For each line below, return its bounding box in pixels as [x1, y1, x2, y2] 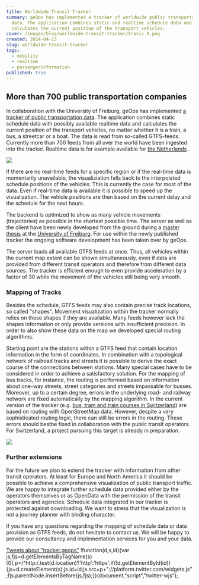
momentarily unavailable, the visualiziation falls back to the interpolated [6, 174, 181, 182]
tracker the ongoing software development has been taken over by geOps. [6, 236, 188, 244]
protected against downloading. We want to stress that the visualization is [6, 504, 187, 512]
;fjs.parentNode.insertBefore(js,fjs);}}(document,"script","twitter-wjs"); [6, 572, 179, 579]
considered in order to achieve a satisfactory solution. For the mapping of [6, 370, 185, 377]
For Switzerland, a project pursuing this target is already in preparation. [6, 427, 180, 434]
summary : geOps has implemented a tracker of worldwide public [6, 14, 166, 20]
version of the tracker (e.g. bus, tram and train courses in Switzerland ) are [6, 402, 187, 409]
